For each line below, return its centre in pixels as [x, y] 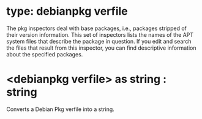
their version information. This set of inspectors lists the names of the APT [100, 34]
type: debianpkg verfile [67, 11]
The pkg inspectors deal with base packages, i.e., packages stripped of [97, 28]
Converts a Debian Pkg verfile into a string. [60, 109]
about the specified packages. [45, 54]
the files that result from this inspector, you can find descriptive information [102, 48]
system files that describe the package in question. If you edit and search [99, 41]
